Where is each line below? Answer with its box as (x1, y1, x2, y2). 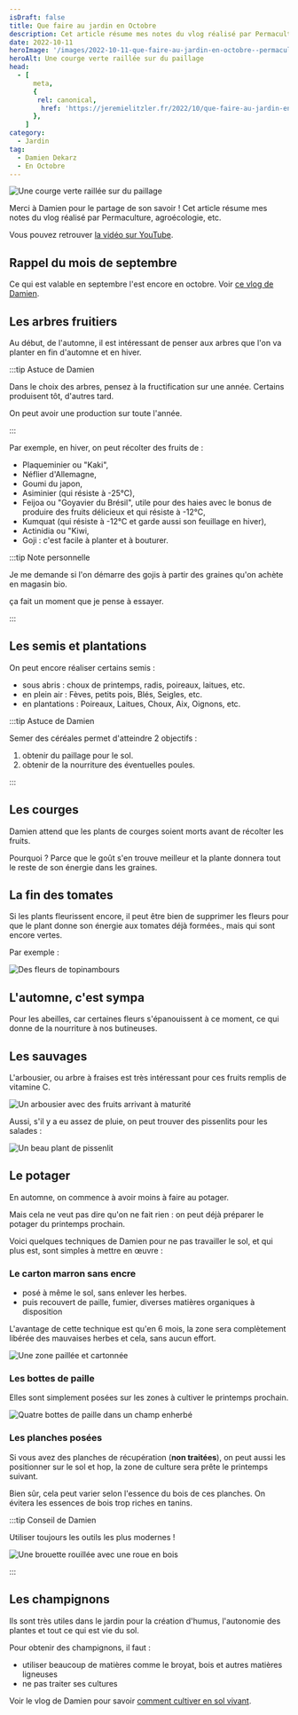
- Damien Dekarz (17, 153, 77, 162)
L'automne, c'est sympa (9, 990, 145, 1005)
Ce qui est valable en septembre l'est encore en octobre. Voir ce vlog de (9, 279, 274, 289)
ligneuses (21, 1669, 58, 1680)
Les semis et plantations (9, 639, 147, 654)
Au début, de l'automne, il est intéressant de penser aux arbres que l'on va (9, 338, 282, 348)
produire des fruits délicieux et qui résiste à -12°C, (21, 507, 206, 517)
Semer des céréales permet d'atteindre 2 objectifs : (9, 733, 198, 743)
